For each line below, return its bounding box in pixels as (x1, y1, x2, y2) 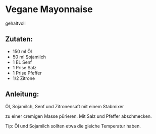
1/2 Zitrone (12, 75, 35, 81)
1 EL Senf (12, 59, 32, 65)
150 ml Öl (12, 48, 32, 54)
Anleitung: (5, 90, 39, 99)
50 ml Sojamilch (12, 54, 46, 60)
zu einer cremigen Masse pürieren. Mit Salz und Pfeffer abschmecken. (5, 113, 152, 119)
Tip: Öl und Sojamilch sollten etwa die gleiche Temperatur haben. (5, 123, 141, 129)
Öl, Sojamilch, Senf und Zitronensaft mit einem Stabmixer (5, 103, 124, 109)
